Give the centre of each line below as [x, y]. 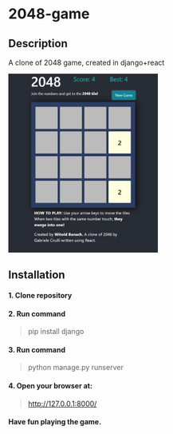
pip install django [56, 332]
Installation [37, 275]
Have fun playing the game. [55, 422]
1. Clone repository [40, 295]
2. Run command [37, 313]
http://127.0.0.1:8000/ [62, 404]
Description [38, 44]
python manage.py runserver [75, 368]
